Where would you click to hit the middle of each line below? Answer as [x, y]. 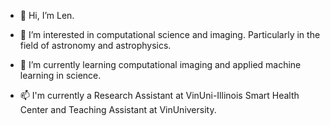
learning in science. [60, 75]
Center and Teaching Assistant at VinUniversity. [118, 109]
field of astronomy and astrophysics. [95, 45]
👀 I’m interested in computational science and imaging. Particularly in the [170, 34]
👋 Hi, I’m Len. [47, 15]
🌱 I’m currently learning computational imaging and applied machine [160, 64]
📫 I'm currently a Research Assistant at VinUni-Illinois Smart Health [159, 95]
